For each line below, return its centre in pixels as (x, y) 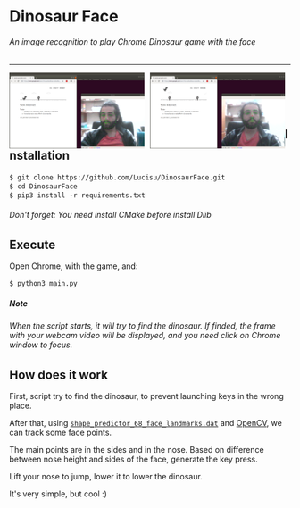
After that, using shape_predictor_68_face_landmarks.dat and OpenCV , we (146, 423)
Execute (33, 244)
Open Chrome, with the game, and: (74, 266)
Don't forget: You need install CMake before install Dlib (110, 215)
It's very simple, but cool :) (58, 494)
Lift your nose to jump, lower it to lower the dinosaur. (106, 477)
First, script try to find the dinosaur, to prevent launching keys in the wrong (146, 396)
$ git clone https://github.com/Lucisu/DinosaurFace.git (117, 177)
